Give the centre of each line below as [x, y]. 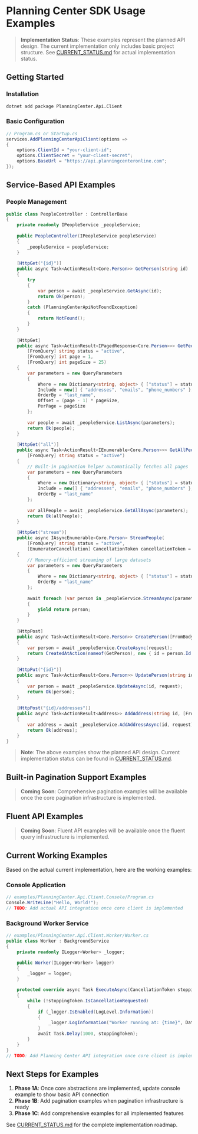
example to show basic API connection [62, 1094]
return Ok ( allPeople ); [55, 516]
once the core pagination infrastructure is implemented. [88, 798]
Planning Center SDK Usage [76, 11]
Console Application [36, 885]
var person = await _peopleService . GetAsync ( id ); [100, 291]
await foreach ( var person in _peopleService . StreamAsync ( [101, 598]
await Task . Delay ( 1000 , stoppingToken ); [88, 1034]
